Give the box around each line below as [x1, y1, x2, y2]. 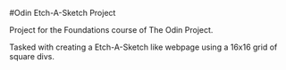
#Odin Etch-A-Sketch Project [9, 8, 116, 18]
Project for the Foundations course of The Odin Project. [9, 25, 214, 35]
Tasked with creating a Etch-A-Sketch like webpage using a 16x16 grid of [9, 42, 278, 52]
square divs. [9, 51, 55, 61]
